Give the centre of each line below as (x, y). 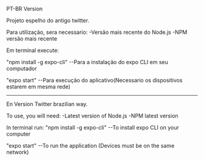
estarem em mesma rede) (39, 87)
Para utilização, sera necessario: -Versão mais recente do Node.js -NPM (97, 32)
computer (19, 134)
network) (18, 152)
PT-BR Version (25, 9)
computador (22, 68)
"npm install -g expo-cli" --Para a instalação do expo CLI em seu (87, 62)
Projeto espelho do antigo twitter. (48, 20)
